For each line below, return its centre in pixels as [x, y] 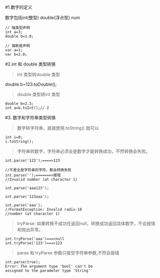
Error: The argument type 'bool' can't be [49, 266]
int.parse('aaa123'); [27, 188]
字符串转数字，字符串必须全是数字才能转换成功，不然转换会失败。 [83, 151]
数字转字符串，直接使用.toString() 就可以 [58, 128]
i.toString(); [20, 141]
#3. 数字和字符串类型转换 [31, 117]
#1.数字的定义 [19, 7]
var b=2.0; [16, 54]
